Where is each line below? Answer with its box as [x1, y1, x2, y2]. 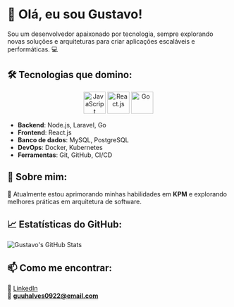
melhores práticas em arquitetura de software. [7, 197, 142, 206]
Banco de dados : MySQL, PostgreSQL [17, 135, 129, 144]
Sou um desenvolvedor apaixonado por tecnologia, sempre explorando [7, 30, 214, 38]
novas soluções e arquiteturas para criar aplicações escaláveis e [7, 37, 195, 45]
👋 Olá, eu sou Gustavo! [7, 6, 143, 23]
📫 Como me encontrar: [7, 262, 113, 274]
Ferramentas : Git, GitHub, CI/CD [17, 151, 113, 159]
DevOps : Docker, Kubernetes [17, 143, 104, 151]
